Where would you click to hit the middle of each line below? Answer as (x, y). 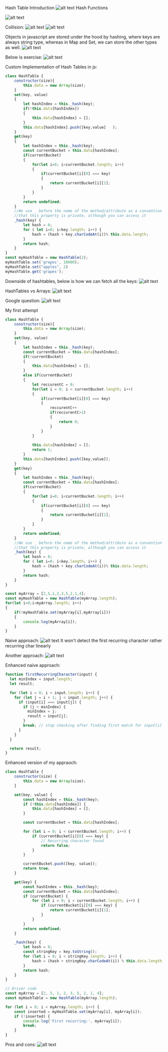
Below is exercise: (24, 57)
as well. (13, 47)
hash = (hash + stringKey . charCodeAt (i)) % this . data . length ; (98, 961)
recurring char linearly (28, 646)
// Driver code (21, 989)
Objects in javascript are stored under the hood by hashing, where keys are (82, 37)
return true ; (37, 869)
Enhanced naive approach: (33, 665)
